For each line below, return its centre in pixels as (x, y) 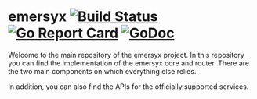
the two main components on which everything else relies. (102, 71)
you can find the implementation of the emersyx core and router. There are (128, 63)
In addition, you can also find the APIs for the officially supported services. (128, 87)
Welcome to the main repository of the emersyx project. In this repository (126, 55)
